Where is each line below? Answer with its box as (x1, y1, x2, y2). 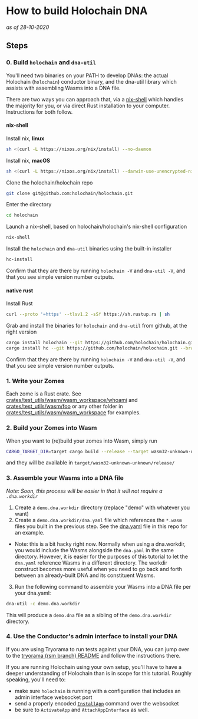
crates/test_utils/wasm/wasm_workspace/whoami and (6, 397, 138, 404)
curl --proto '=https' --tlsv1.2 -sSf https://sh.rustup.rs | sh (6, 311, 170, 318)
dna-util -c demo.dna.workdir (6, 601, 81, 606)
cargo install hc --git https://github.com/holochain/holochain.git (6, 345, 178, 351)
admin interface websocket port (14, 694, 93, 701)
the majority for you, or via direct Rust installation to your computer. (6, 102, 170, 109)
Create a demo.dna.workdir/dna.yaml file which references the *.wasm (14, 516, 182, 523)
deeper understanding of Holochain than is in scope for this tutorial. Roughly (6, 669, 192, 677)
